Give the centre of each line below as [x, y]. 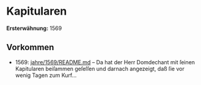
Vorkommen [30, 47]
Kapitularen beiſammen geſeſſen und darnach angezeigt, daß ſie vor [100, 68]
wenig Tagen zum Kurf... [46, 75]
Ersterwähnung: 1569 [34, 28]
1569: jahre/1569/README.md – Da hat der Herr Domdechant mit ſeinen [105, 62]
